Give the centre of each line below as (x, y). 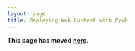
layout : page (27, 14)
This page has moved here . (48, 40)
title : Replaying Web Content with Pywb (68, 20)
